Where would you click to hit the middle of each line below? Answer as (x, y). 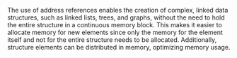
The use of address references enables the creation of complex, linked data (118, 10)
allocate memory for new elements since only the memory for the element (115, 32)
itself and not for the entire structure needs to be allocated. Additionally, (112, 40)
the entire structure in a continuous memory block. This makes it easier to (115, 25)
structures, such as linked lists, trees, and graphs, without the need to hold (116, 17)
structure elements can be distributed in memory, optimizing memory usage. (119, 47)
